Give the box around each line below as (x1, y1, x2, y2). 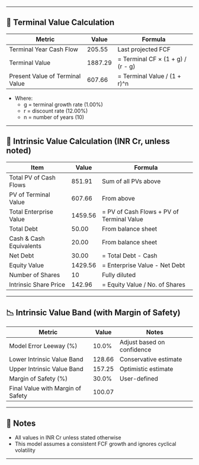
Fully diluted (101, 271, 136, 279)
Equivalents (9, 241, 41, 250)
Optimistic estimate (119, 365, 174, 373)
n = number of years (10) (23, 114, 85, 121)
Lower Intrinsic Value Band (9, 355, 84, 363)
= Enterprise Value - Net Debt (101, 261, 185, 269)
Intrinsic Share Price (9, 280, 66, 288)
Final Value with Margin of (9, 384, 82, 392)
